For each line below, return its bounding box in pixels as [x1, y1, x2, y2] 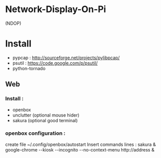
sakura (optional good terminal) [12, 117, 78, 123]
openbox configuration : [5, 130, 66, 137]
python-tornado [12, 65, 46, 71]
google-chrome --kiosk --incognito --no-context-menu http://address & [5, 146, 154, 152]
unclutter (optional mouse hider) [12, 112, 79, 118]
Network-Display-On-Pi [5, 4, 107, 15]
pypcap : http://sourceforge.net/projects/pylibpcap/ [12, 55, 120, 61]
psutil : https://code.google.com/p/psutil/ [12, 60, 98, 66]
